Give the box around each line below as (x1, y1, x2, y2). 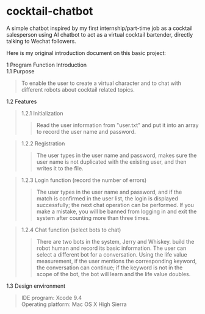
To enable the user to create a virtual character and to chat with (21, 79, 182, 87)
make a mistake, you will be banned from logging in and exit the (36, 208, 197, 215)
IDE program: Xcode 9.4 (21, 294, 82, 301)
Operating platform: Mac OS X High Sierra (21, 301, 127, 308)
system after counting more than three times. (36, 214, 150, 221)
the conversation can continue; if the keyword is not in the (36, 264, 183, 271)
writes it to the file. (36, 164, 84, 172)
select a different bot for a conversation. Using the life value (36, 250, 187, 258)
